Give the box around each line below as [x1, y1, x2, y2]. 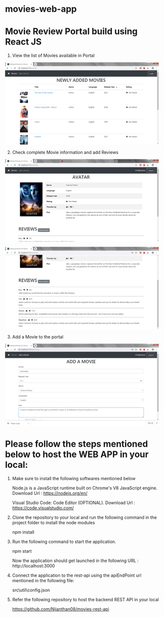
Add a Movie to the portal [12, 334, 63, 339]
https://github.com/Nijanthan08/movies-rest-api [12, 606, 109, 612]
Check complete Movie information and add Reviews [12, 150, 119, 155]
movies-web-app [5, 3, 77, 15]
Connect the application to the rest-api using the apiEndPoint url [12, 572, 142, 578]
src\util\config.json [12, 587, 50, 593]
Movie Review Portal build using [5, 26, 138, 37]
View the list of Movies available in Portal [12, 52, 95, 58]
